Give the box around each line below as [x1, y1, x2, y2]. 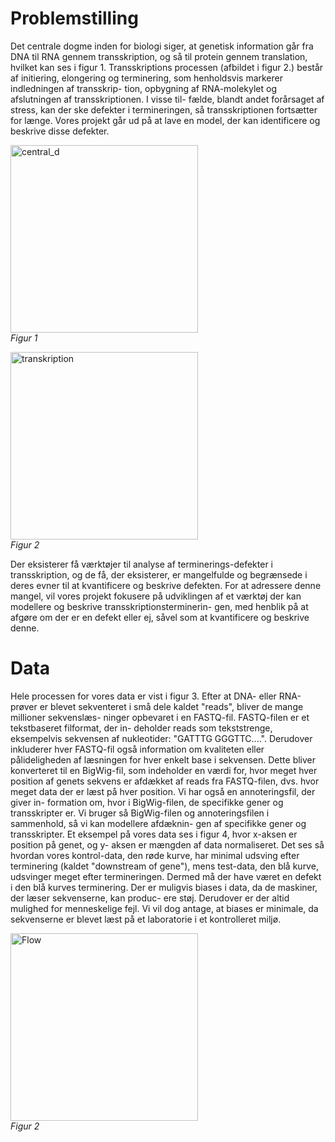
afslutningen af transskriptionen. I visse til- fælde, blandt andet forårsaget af [10, 93, 325, 105]
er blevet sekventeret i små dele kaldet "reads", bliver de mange [39, 700, 304, 712]
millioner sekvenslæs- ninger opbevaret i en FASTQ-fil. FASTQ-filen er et [10, 711, 310, 723]
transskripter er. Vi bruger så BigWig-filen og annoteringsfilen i [10, 807, 270, 819]
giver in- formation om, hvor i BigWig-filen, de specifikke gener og [10, 796, 284, 808]
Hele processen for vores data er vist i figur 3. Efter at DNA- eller [10, 690, 277, 702]
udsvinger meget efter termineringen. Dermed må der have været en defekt [10, 870, 322, 882]
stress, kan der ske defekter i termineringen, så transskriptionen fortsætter [10, 103, 318, 116]
